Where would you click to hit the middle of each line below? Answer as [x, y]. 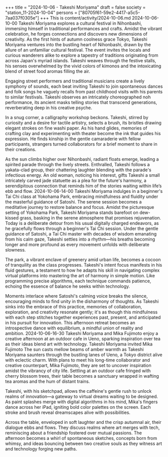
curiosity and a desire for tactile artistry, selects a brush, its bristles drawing [83, 123]
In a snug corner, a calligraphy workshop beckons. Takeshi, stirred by [77, 117]
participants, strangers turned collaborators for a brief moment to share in [81, 144]
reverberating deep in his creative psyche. [49, 108]
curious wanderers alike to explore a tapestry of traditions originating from [82, 55]
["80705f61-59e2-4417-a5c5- [109, 13]
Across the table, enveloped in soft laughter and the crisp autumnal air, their [83, 422]
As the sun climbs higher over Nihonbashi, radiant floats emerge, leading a [82, 159]
